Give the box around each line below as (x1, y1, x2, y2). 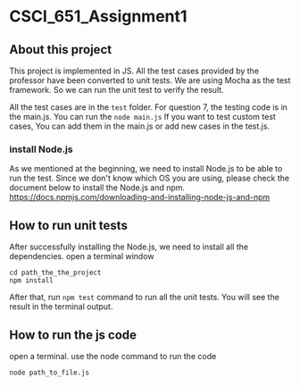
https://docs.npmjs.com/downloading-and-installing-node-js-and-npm (9, 192, 271, 203)
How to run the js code (9, 327, 137, 342)
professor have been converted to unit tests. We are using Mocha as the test (9, 75, 291, 86)
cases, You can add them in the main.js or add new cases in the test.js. (9, 121, 271, 131)
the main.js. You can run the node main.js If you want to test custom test (9, 112, 277, 122)
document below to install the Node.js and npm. (9, 182, 186, 193)
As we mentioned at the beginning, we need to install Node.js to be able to (9, 164, 283, 174)
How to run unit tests (9, 217, 128, 233)
